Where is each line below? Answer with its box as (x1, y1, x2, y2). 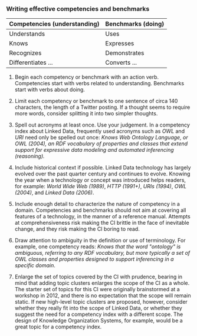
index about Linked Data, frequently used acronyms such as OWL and (14, 128, 185, 135)
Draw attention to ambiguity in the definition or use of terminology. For (14, 237, 186, 244)
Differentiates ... (9, 58, 53, 66)
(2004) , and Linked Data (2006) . (14, 189, 94, 196)
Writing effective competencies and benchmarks (6, 5, 150, 13)
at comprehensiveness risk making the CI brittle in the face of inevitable (14, 219, 190, 227)
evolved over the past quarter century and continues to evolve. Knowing (14, 170, 191, 178)
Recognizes (9, 49, 42, 57)
